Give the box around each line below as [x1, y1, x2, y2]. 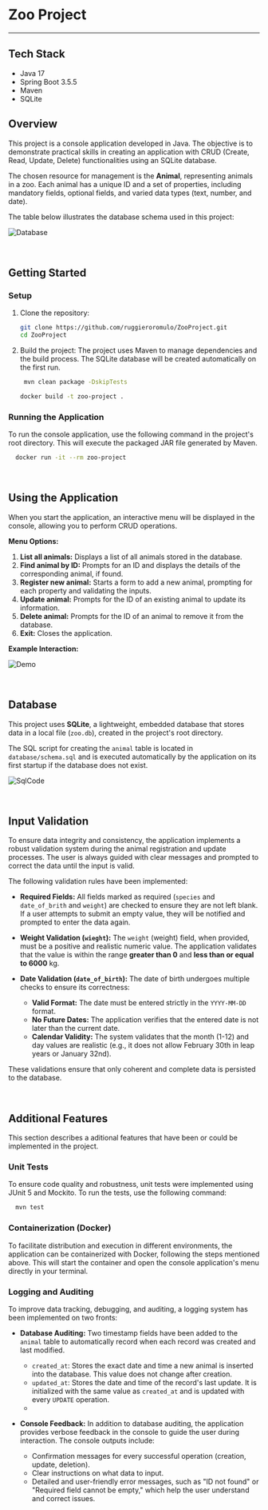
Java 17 [19, 68, 45, 78]
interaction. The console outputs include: [19, 1436, 156, 1445]
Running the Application [8, 411, 104, 422]
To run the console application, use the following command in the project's [8, 429, 254, 439]
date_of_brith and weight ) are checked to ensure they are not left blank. [19, 901, 258, 910]
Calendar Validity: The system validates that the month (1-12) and [31, 1032, 250, 1041]
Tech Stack [8, 47, 65, 61]
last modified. [19, 1345, 65, 1355]
